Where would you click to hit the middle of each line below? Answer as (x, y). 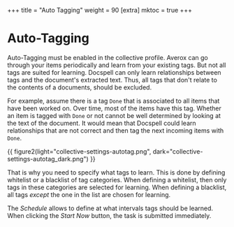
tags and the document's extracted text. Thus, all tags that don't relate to (112, 80)
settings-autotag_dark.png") (48, 159)
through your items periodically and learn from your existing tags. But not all (117, 65)
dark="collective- (178, 151)
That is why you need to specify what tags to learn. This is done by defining (116, 172)
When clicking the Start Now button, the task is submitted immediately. (109, 215)
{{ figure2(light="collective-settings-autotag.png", (79, 151)
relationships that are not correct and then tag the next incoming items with (116, 130)
